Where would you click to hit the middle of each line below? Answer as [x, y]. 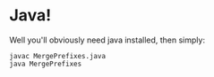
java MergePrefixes [46, 64]
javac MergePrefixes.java [57, 56]
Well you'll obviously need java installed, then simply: [107, 40]
